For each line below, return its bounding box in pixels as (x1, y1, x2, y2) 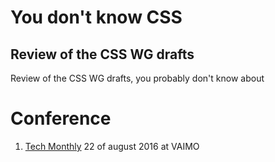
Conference (10, 107, 112, 130)
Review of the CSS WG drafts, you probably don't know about (10, 72, 265, 84)
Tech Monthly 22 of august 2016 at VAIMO (24, 140, 200, 152)
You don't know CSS (10, 6, 183, 29)
